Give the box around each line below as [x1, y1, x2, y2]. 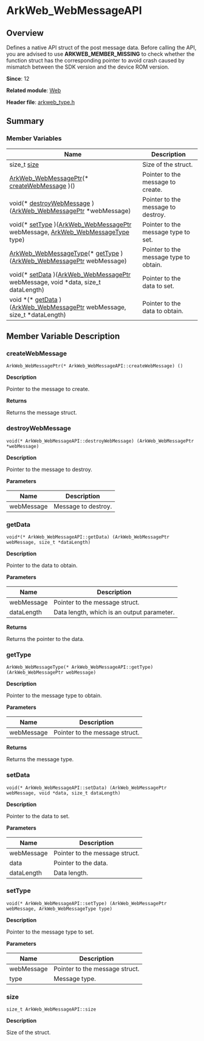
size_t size [9, 160, 39, 169]
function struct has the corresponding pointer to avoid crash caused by [6, 57, 185, 64]
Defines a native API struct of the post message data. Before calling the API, [6, 44, 197, 51]
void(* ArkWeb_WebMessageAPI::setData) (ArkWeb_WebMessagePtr [6, 784, 167, 791]
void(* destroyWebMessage [9, 198, 90, 207]
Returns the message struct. [6, 409, 77, 416]
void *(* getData [9, 295, 58, 303]
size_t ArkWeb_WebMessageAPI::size [6, 1006, 97, 1012]
